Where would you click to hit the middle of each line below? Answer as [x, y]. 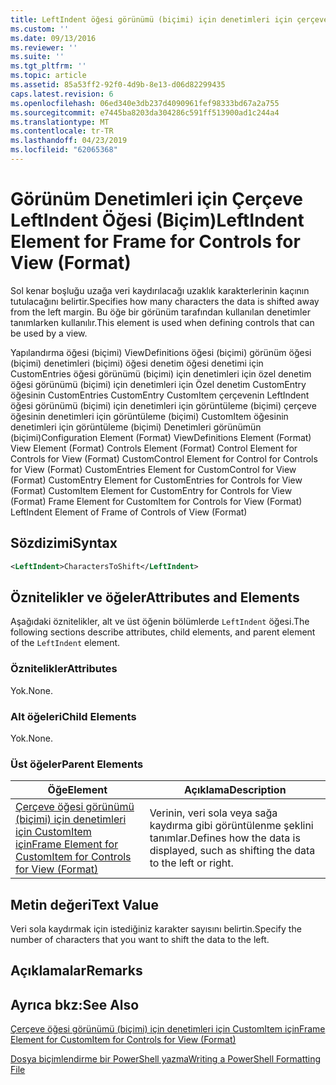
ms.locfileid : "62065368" [64, 150]
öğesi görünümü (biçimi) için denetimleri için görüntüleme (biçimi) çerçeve [163, 405]
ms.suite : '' [37, 57]
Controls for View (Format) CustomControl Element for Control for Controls [164, 458]
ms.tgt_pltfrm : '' [48, 66]
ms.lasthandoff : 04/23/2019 [69, 141]
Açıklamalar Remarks [76, 971]
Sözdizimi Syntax [64, 543]
